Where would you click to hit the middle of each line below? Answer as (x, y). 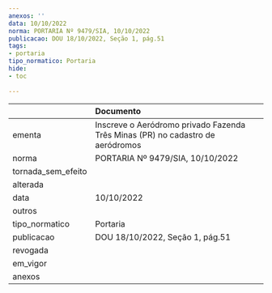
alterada (28, 185)
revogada (30, 250)
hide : (17, 69)
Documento (118, 111)
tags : (17, 46)
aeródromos (118, 145)
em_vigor (30, 263)
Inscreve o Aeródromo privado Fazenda (170, 125)
